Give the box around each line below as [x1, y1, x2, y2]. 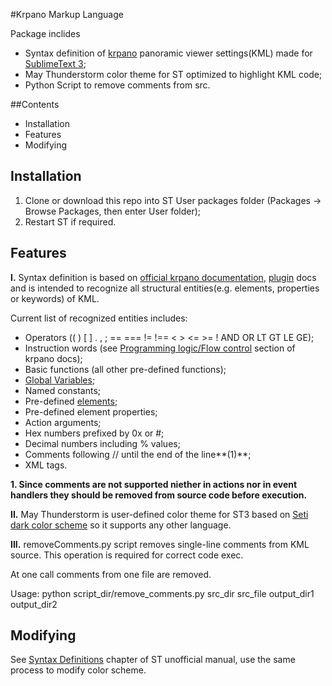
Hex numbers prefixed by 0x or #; [24, 427, 165, 439]
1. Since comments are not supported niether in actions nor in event [10, 478, 298, 490]
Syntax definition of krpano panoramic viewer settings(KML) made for [24, 47, 313, 59]
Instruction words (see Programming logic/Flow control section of [24, 342, 296, 354]
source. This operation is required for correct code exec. [10, 549, 244, 561]
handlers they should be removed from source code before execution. [10, 489, 308, 501]
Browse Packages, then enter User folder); [24, 205, 202, 217]
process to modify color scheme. [10, 664, 147, 676]
